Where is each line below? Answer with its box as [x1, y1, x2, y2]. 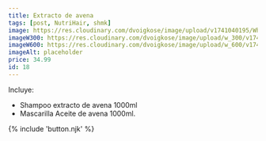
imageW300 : [8, 33, 44, 42]
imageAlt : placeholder [8, 48, 83, 56]
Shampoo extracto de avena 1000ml [19, 100, 138, 109]
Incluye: [8, 85, 34, 94]
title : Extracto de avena [8, 11, 93, 20]
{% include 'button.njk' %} [8, 124, 95, 133]
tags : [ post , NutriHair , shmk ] [8, 19, 112, 27]
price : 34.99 [8, 56, 51, 64]
